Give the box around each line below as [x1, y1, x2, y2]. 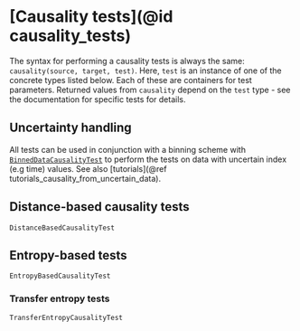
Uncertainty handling [9, 120, 133, 136]
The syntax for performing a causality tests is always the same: [9, 55, 246, 66]
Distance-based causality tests [9, 199, 190, 214]
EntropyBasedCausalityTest [9, 271, 111, 281]
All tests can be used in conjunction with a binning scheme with [9, 144, 247, 155]
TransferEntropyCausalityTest [9, 313, 124, 322]
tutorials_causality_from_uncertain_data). [9, 173, 161, 184]
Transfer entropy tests [9, 292, 110, 305]
